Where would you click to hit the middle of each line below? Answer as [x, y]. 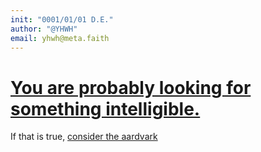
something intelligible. [105, 108]
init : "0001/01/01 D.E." [62, 19]
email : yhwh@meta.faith [60, 38]
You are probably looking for [131, 87]
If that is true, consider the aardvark [84, 137]
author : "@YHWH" [44, 29]
